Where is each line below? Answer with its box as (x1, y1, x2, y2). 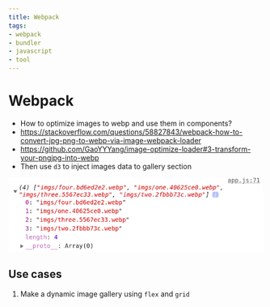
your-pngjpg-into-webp (19, 152, 99, 162)
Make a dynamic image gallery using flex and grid (19, 288, 190, 299)
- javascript (8, 47, 53, 56)
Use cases (8, 267, 62, 281)
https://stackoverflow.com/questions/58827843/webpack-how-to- (19, 126, 243, 137)
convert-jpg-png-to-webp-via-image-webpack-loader (19, 135, 202, 145)
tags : (8, 21, 27, 30)
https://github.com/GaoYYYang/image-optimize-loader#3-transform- (19, 144, 251, 154)
